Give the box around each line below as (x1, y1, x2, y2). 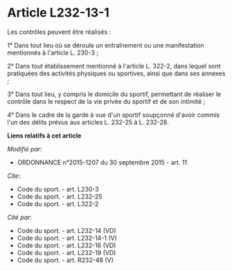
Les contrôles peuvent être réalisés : (7, 28, 111, 36)
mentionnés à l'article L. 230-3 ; (7, 48, 99, 57)
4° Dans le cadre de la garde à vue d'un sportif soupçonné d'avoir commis (7, 111, 220, 119)
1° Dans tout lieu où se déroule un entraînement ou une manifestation (7, 41, 204, 49)
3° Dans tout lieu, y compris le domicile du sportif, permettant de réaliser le (7, 90, 222, 98)
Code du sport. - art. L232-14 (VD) (17, 226, 116, 234)
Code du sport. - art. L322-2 (17, 199, 99, 208)
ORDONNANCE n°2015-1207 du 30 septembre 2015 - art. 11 (17, 158, 188, 167)
